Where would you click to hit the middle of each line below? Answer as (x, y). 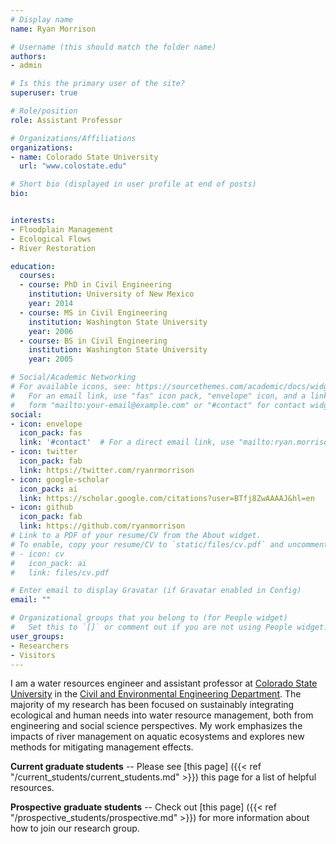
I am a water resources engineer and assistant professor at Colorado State (164, 683)
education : (33, 266)
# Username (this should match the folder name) (113, 47)
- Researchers (40, 646)
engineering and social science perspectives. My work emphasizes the (156, 726)
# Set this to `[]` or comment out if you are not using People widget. (169, 627)
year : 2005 (51, 359)
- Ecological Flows (51, 239)
